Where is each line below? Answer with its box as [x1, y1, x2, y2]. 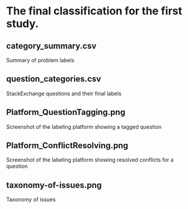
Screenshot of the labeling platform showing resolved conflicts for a [6, 156, 174, 163]
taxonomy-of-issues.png [6, 180, 102, 190]
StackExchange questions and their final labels [6, 90, 122, 97]
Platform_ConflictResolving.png [6, 141, 129, 151]
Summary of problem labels [6, 57, 75, 63]
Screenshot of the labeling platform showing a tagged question [6, 123, 162, 130]
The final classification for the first [6, 4, 183, 18]
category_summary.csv [6, 41, 97, 51]
